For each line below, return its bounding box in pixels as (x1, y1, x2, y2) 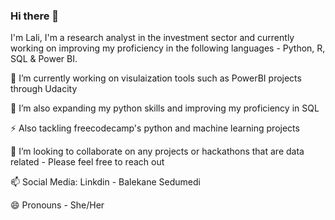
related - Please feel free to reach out (10, 156, 165, 168)
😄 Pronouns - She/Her (10, 199, 105, 211)
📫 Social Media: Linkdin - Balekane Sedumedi (10, 176, 201, 188)
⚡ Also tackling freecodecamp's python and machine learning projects (10, 122, 300, 134)
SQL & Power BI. (10, 53, 78, 65)
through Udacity (10, 83, 78, 95)
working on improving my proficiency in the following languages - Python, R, (10, 42, 326, 54)
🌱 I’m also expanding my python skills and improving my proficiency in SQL (10, 102, 320, 114)
